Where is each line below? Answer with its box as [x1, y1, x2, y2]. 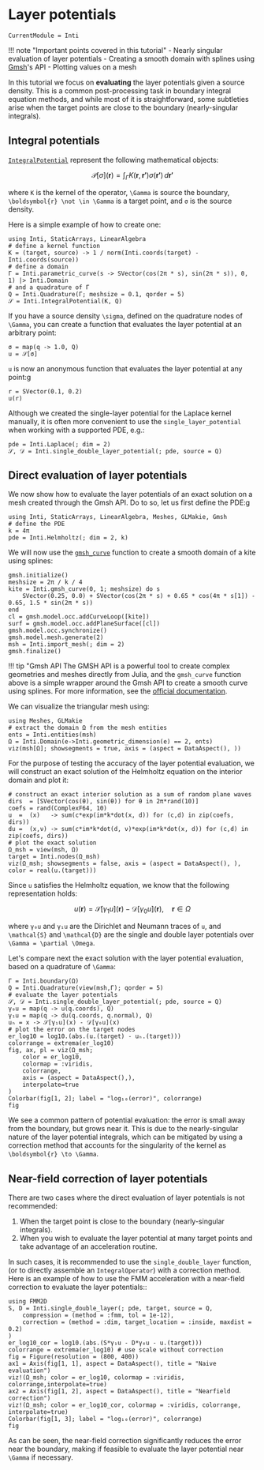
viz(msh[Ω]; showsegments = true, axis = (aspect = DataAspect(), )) [8, 745, 242, 753]
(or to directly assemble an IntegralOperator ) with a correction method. [8, 1265, 242, 1275]
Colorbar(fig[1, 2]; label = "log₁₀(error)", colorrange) [8, 1095, 203, 1103]
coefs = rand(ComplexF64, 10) [8, 804, 108, 813]
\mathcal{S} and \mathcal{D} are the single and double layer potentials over [8, 930, 255, 939]
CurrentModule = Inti [8, 32, 80, 39]
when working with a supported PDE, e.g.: [8, 425, 145, 434]
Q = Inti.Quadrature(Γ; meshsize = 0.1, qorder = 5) [8, 290, 185, 298]
